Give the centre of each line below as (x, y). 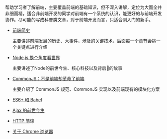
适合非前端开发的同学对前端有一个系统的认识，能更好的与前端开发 (94, 13)
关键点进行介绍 (32, 47)
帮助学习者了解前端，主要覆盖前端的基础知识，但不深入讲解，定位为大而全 (81, 7)
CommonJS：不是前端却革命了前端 (48, 79)
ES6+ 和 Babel (27, 100)
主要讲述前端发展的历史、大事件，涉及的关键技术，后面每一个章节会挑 (84, 41)
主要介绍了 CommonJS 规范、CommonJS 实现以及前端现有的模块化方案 (86, 89)
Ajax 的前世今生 (28, 110)
